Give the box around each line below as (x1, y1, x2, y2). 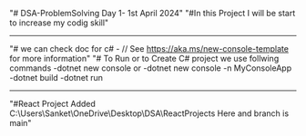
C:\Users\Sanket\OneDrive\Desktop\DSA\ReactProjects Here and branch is (9, 108, 290, 119)
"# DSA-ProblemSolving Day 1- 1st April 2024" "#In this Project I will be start (9, 8, 296, 18)
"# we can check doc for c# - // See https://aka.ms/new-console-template (9, 44, 290, 53)
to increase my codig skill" (9, 17, 109, 28)
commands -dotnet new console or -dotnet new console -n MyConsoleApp (9, 63, 292, 73)
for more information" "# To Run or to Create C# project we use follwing (9, 53, 280, 63)
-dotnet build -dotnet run (9, 73, 103, 83)
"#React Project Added (9, 99, 96, 109)
